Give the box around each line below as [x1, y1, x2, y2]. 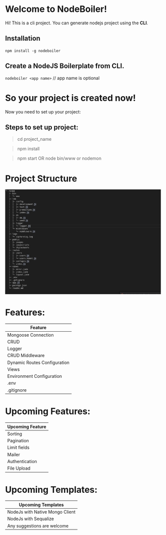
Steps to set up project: [5, 123, 79, 131]
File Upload [7, 465, 31, 472]
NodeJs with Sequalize [7, 516, 54, 522]
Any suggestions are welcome [7, 523, 69, 529]
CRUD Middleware [7, 353, 45, 358]
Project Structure [5, 173, 78, 184]
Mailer [7, 451, 20, 457]
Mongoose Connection [7, 332, 54, 338]
